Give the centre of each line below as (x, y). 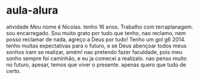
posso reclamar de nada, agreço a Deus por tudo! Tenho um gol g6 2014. (96, 39)
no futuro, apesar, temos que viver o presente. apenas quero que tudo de (96, 64)
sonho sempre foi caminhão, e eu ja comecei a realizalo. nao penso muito (97, 58)
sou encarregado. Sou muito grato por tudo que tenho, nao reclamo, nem (96, 33)
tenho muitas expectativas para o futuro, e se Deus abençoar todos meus (96, 46)
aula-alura (32, 10)
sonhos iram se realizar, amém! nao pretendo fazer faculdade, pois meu (94, 52)
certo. (13, 71)
